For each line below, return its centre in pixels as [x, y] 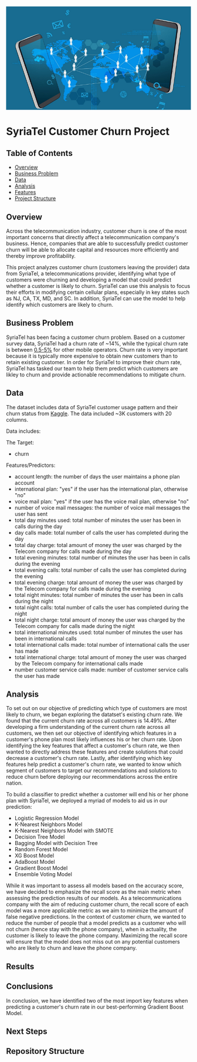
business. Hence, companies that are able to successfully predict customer [97, 243]
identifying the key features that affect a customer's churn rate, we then [93, 746]
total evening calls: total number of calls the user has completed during [100, 570]
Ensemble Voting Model [43, 874]
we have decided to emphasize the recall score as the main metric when [94, 892]
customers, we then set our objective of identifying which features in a [91, 733]
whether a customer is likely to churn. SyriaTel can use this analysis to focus [98, 286]
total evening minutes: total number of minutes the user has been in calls [102, 557]
